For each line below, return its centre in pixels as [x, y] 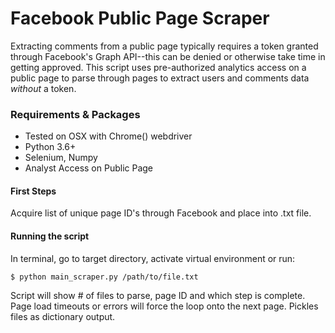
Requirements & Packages [75, 114]
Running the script [50, 236]
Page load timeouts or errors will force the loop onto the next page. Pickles [164, 306]
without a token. [43, 88]
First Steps [33, 191]
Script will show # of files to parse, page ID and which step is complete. [158, 295]
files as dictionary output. [63, 316]
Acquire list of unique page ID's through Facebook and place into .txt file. [161, 213]
